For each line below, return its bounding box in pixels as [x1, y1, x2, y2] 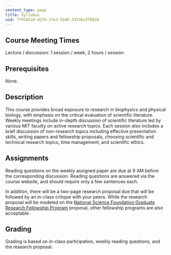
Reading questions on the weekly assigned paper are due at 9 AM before [5, 167, 159, 174]
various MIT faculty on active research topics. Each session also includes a [5, 122, 163, 129]
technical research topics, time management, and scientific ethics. [5, 139, 145, 145]
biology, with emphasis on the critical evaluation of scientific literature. [5, 112, 154, 118]
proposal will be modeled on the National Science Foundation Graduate [5, 199, 155, 205]
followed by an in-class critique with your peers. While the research [5, 194, 148, 200]
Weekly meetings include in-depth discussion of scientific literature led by [5, 117, 161, 123]
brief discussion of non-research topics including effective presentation [5, 128, 157, 134]
